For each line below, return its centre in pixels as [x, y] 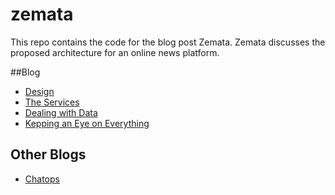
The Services [52, 102]
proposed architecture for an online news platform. [115, 52]
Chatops [42, 179]
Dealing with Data [61, 112]
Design [39, 91]
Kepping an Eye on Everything [87, 123]
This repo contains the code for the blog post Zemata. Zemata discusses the [168, 42]
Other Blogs [48, 154]
